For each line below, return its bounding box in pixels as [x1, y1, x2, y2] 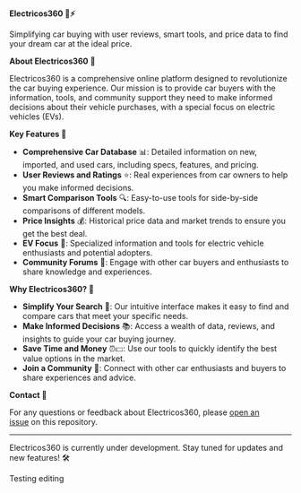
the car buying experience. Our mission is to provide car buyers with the [9, 82, 276, 93]
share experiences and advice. [21, 372, 137, 383]
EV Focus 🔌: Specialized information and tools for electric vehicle [21, 238, 264, 248]
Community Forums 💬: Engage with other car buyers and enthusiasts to [21, 257, 289, 267]
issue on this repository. [9, 417, 99, 427]
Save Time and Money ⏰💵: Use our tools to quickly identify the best [21, 343, 278, 353]
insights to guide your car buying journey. [21, 333, 176, 344]
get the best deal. [21, 229, 88, 238]
